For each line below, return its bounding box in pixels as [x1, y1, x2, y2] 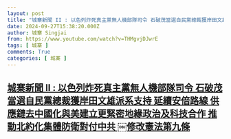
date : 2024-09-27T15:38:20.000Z [7, 23, 100, 30]
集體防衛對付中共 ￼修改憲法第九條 [43, 121, 190, 133]
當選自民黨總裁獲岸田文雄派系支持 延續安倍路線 [7, 95, 208, 107]
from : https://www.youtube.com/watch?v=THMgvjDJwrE [7, 36, 158, 43]
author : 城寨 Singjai [7, 29, 67, 36]
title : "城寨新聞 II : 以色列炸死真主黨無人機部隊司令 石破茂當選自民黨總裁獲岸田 [7, 17, 217, 23]
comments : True [7, 49, 51, 56]
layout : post [7, 10, 45, 17]
